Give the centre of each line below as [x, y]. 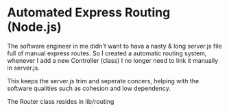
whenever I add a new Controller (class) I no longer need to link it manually [113, 60]
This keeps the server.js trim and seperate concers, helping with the [103, 81]
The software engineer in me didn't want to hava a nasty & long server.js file [114, 46]
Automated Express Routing [89, 13]
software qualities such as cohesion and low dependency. [89, 88]
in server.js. [23, 68]
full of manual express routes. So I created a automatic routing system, [107, 53]
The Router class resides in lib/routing [61, 101]
